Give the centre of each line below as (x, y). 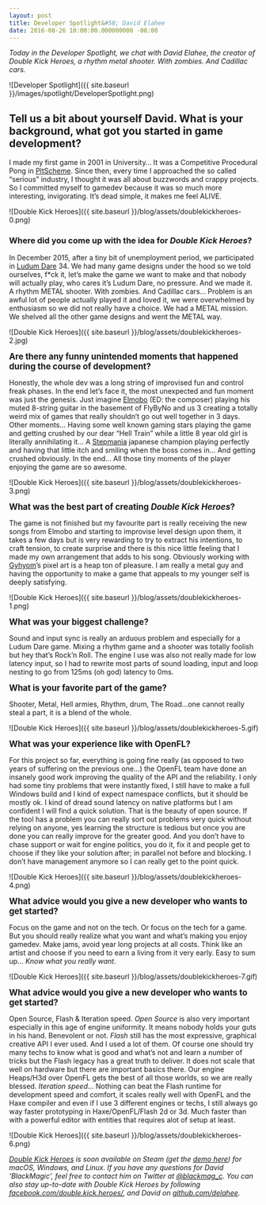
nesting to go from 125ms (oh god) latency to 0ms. (91, 672)
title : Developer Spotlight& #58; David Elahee (87, 23)
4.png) (20, 885)
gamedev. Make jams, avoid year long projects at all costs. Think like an (126, 945)
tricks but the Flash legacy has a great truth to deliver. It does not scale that (132, 1061)
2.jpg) (19, 341)
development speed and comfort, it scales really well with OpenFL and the (130, 1095)
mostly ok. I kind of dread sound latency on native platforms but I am (121, 803)
